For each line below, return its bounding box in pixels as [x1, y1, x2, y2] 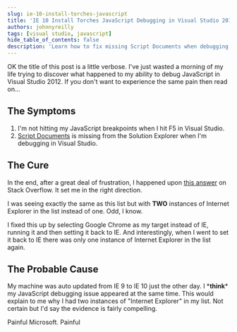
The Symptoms [7, 105, 76, 117]
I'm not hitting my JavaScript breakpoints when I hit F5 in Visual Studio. [17, 124, 225, 133]
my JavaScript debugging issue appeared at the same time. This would [7, 290, 214, 298]
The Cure [7, 159, 49, 171]
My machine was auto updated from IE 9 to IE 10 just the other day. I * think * [7, 282, 229, 290]
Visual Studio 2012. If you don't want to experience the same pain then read [7, 78, 228, 85]
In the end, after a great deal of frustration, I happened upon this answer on [7, 178, 227, 187]
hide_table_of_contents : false [7, 37, 99, 44]
